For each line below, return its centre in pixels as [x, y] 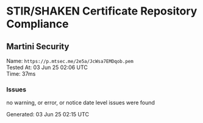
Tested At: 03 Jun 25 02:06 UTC [47, 67]
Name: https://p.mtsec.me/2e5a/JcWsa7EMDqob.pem [70, 61]
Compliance [37, 24]
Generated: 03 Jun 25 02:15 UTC [48, 115]
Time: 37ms [21, 74]
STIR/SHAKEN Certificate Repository [102, 11]
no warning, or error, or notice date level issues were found [81, 103]
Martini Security [38, 46]
